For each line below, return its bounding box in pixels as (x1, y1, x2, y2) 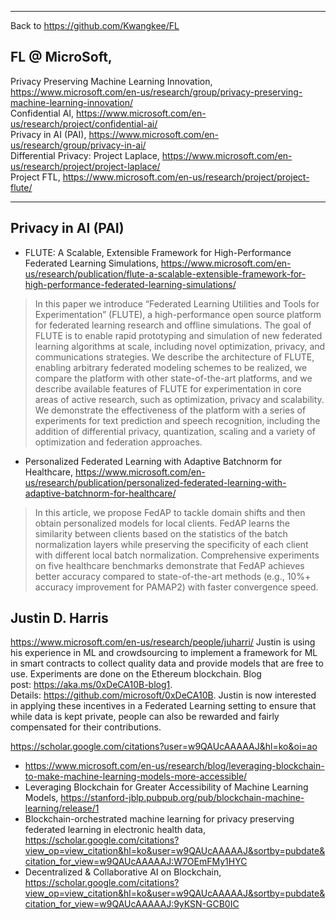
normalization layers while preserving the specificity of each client (34, 538, 309, 550)
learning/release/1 (24, 802, 100, 815)
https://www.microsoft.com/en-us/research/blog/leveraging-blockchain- (24, 760, 325, 772)
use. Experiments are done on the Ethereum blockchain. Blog (10, 668, 262, 680)
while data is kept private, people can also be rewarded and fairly (10, 711, 280, 723)
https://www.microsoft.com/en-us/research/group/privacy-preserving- (10, 86, 303, 98)
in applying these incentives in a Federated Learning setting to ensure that (10, 700, 317, 712)
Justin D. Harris (10, 610, 109, 627)
